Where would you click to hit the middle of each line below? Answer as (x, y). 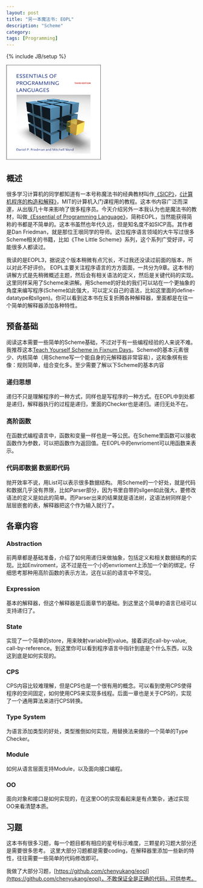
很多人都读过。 (30, 247)
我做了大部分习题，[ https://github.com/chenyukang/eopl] (78, 871)
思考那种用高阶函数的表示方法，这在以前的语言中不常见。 (83, 573)
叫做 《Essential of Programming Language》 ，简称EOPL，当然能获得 (102, 217)
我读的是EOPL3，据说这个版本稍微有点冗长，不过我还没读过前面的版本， (97, 260)
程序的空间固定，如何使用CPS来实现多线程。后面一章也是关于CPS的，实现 (99, 693)
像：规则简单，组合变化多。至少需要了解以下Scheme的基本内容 (85, 365)
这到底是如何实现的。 (33, 656)
